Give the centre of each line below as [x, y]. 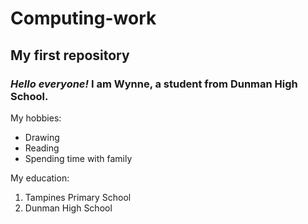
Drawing [42, 137]
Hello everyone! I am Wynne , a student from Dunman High [154, 84]
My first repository [70, 55]
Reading [42, 148]
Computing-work [83, 18]
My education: [40, 178]
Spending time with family [78, 158]
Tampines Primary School [78, 197]
